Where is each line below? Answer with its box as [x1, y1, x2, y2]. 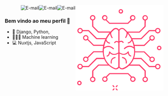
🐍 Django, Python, [12, 29, 50, 35]
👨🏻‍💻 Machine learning [12, 34, 59, 40]
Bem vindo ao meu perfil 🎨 [5, 17, 71, 24]
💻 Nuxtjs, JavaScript [12, 40, 57, 46]
